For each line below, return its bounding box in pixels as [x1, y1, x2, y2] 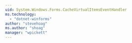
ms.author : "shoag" [5, 26, 45, 31]
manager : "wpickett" [5, 30, 48, 35]
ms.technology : [5, 12, 37, 17]
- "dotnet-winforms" [9, 16, 52, 21]
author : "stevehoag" [5, 21, 48, 26]
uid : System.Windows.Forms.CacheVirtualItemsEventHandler [5, 7, 127, 12]
